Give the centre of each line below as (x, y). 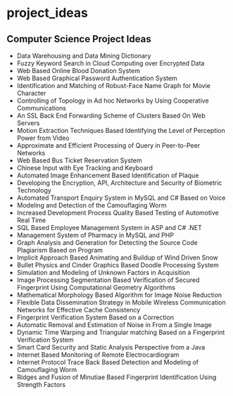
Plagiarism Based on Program (60, 250)
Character (31, 93)
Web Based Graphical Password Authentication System (97, 78)
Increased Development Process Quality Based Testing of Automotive (118, 213)
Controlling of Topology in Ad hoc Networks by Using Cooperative (113, 101)
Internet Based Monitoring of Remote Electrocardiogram (98, 355)
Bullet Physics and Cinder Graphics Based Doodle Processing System (118, 265)
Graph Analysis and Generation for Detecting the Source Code (107, 243)
